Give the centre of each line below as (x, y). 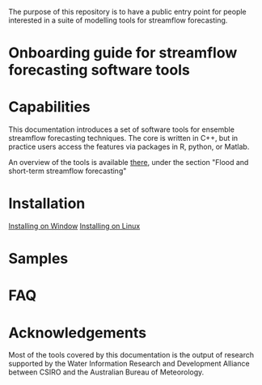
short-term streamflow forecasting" (68, 171)
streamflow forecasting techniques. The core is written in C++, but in (123, 138)
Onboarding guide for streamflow (123, 53)
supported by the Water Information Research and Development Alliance (129, 364)
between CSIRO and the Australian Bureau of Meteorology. (106, 372)
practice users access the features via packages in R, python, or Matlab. (129, 147)
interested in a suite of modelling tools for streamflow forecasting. (118, 20)
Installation (47, 203)
